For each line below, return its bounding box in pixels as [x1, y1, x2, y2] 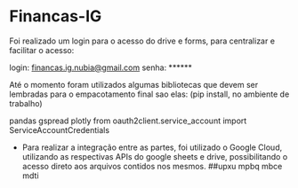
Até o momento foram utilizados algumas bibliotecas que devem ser [9, 79, 259, 90]
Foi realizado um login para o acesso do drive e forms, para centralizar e [9, 35, 276, 46]
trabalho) [9, 98, 43, 108]
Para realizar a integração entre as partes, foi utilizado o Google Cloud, [21, 142, 283, 153]
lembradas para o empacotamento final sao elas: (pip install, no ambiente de [9, 89, 290, 99]
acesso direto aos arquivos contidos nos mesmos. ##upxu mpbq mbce [21, 161, 283, 171]
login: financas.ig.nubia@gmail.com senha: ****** [9, 62, 193, 73]
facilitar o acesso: [9, 44, 75, 55]
